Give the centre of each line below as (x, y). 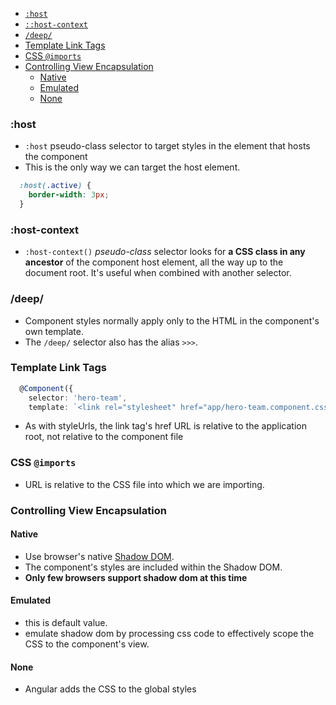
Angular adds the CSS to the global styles (110, 689)
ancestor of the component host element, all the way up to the (154, 262)
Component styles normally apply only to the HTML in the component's (172, 320)
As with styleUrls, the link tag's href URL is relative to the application (165, 426)
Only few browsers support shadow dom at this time (136, 577)
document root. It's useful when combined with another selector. (158, 273)
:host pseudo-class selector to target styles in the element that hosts (167, 146)
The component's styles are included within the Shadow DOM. (153, 567)
